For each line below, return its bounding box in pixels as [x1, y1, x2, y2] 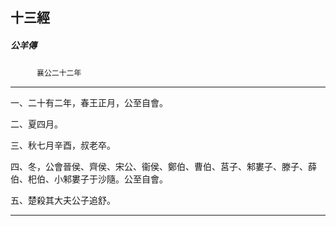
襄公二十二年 [36, 68, 82, 78]
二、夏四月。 [10, 118, 63, 130]
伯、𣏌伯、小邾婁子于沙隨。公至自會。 [10, 173, 168, 185]
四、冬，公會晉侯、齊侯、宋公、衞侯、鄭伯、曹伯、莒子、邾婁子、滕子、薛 [10, 161, 317, 173]
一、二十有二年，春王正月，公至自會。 [10, 97, 168, 109]
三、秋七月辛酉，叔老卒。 [10, 139, 116, 152]
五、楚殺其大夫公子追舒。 [10, 194, 116, 207]
